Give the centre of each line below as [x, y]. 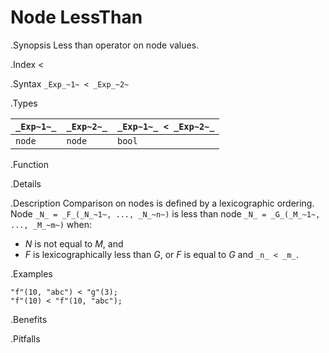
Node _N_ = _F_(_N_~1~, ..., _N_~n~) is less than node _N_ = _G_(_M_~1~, [165, 213]
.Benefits [29, 319]
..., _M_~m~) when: [51, 224]
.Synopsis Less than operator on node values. [105, 45]
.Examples [31, 273]
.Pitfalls [25, 338]
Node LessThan [76, 17]
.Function [30, 164]
